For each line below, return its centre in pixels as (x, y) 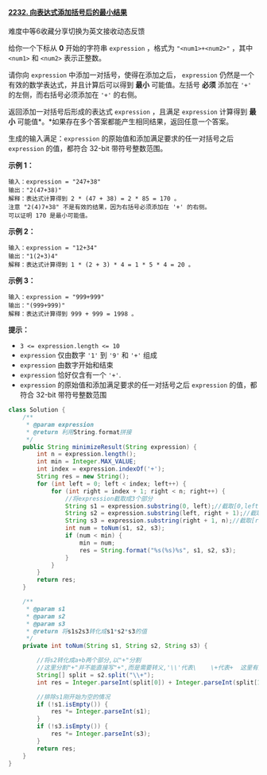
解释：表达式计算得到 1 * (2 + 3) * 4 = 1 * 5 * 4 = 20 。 (101, 265)
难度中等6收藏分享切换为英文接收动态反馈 (77, 31)
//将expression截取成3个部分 (109, 498)
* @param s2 (46, 616)
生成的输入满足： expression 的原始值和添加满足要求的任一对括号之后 (121, 138)
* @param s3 (46, 624)
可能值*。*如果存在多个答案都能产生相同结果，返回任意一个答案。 (125, 122)
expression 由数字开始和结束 (66, 365)
